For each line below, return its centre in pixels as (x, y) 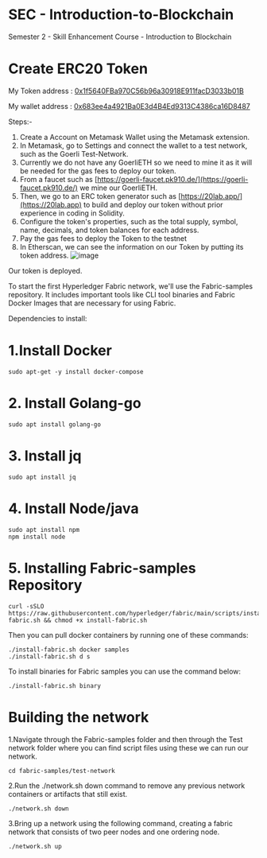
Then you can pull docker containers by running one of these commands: (128, 635)
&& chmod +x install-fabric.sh (95, 620)
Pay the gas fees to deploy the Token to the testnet (103, 238)
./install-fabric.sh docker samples (69, 650)
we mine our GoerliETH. (118, 188)
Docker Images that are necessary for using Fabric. (92, 303)
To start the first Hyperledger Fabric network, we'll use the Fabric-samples (131, 286)
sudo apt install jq (43, 477)
